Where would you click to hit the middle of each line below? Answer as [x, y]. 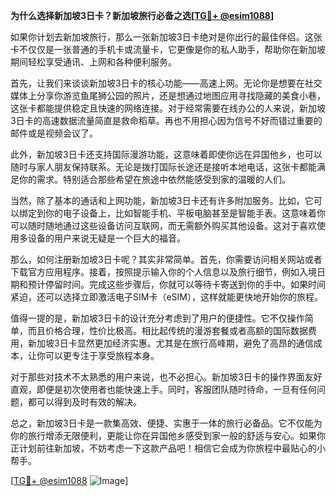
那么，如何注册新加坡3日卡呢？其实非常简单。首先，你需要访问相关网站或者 [166, 259]
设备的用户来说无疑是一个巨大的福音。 [106, 238]
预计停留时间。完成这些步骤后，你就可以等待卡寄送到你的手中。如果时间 [176, 284]
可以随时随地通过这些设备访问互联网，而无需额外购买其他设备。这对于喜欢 [163, 225]
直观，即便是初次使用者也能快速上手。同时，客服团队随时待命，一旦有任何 [163, 389]
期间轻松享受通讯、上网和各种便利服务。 [93, 62]
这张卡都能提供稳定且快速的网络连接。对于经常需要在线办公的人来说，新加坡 [168, 108]
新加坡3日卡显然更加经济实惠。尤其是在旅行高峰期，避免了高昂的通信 [170, 343]
